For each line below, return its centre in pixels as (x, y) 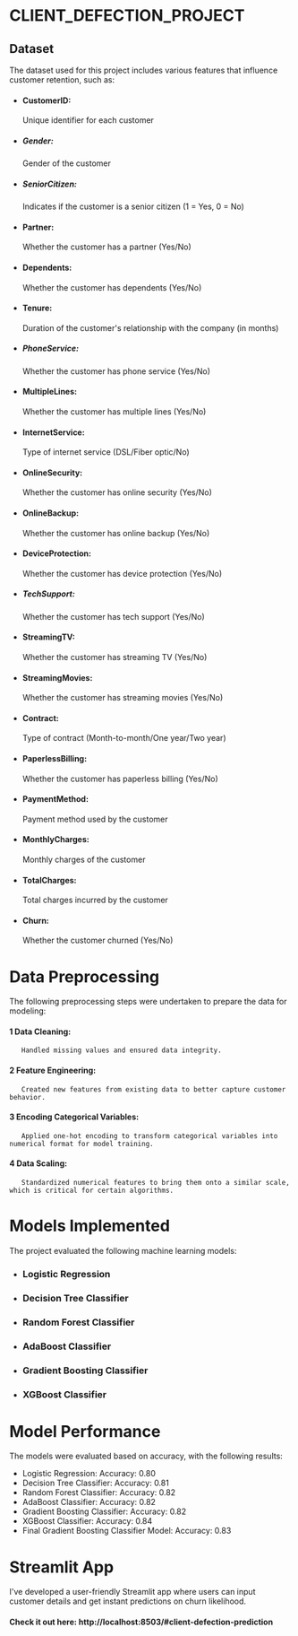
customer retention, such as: (62, 80)
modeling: (28, 1011)
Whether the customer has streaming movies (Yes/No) (123, 698)
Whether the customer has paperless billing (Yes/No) (120, 779)
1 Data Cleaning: (40, 1031)
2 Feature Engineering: (53, 1070)
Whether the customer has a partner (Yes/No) (107, 247)
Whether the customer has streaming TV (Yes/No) (115, 657)
